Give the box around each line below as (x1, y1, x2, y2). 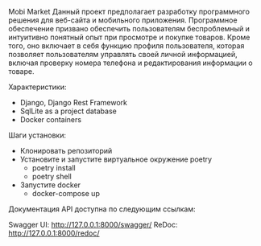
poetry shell (31, 172, 72, 181)
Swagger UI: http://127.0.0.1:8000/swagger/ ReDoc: (8, 220, 178, 229)
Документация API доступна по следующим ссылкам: (8, 204, 196, 214)
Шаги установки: (8, 130, 67, 140)
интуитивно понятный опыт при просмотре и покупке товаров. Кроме (8, 32, 251, 42)
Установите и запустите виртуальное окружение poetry (19, 154, 212, 164)
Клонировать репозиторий (19, 146, 113, 155)
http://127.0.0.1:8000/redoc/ (8, 228, 100, 238)
